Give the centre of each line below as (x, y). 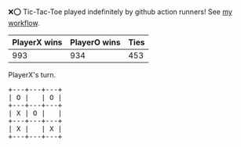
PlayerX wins (37, 42)
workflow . (24, 23)
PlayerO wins (95, 42)
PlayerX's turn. (32, 75)
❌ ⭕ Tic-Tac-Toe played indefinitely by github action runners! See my (120, 12)
